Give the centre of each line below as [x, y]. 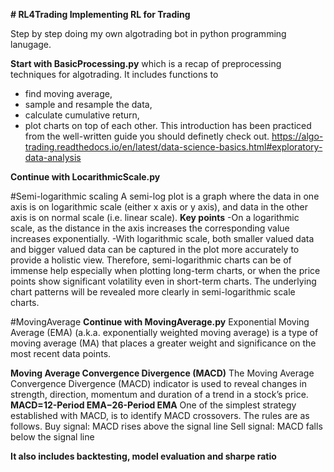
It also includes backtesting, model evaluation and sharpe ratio [143, 456]
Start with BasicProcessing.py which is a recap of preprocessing [146, 63]
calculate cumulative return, [82, 115]
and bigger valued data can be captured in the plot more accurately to [155, 249]
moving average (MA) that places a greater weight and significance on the [163, 343]
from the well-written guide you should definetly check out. [147, 136]
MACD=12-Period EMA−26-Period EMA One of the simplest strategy [153, 405]
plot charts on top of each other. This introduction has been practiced [168, 125]
